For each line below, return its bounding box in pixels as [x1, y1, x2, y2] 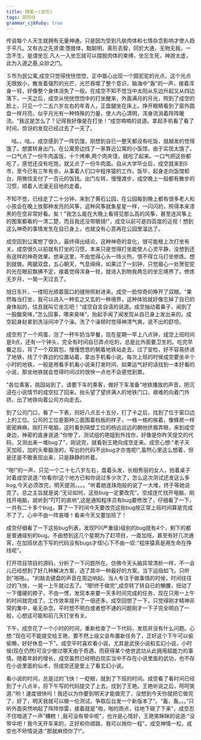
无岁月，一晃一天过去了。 [6, 275, 69, 282]
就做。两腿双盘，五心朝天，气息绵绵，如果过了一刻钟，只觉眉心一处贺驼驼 [11, 260, 195, 267]
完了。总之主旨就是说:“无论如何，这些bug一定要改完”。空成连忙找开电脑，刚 [6, 489, 195, 497]
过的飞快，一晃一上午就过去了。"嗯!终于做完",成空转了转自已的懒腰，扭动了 [6, 582, 192, 589]
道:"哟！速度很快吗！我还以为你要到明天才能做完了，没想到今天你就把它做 [6, 690, 188, 697]
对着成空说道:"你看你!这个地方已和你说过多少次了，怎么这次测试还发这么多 [6, 474, 190, 482]
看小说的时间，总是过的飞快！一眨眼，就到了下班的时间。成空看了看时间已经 [6, 675, 195, 682]
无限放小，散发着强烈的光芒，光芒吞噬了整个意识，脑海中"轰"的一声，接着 [6, 80, 190, 87]
